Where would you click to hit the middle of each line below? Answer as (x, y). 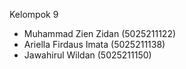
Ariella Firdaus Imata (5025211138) (94, 44)
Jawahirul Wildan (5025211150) (87, 55)
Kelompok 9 (34, 14)
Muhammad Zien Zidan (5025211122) (100, 33)
